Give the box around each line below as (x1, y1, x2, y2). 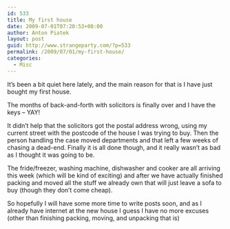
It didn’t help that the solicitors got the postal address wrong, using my (7, 121, 208, 129)
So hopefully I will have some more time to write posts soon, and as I (7, 199, 202, 207)
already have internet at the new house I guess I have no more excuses (7, 206, 209, 215)
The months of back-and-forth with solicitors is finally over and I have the (7, 100, 216, 109)
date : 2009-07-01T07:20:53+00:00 (7, 23, 103, 30)
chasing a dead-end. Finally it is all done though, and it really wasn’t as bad (7, 143, 221, 151)
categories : (7, 55, 41, 62)
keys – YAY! (7, 108, 41, 116)
